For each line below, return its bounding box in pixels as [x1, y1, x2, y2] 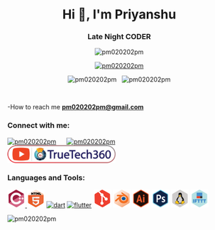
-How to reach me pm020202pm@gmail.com [7, 103, 144, 111]
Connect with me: [7, 121, 70, 131]
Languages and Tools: [7, 173, 85, 183]
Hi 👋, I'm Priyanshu [62, 6, 177, 23]
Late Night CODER [87, 32, 151, 42]
